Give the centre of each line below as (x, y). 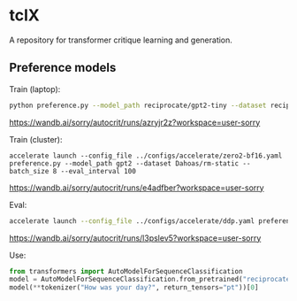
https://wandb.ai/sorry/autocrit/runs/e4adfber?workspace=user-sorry (137, 188)
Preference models (63, 68)
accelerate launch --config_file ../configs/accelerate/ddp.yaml (132, 221)
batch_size (29, 171)
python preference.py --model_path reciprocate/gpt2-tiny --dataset (138, 105)
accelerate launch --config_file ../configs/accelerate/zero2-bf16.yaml (146, 156)
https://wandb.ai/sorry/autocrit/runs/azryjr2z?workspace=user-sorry (135, 122)
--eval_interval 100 (99, 171)
